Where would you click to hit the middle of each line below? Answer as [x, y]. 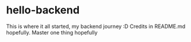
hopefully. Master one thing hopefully [52, 32]
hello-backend [43, 10]
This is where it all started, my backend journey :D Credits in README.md [96, 26]
